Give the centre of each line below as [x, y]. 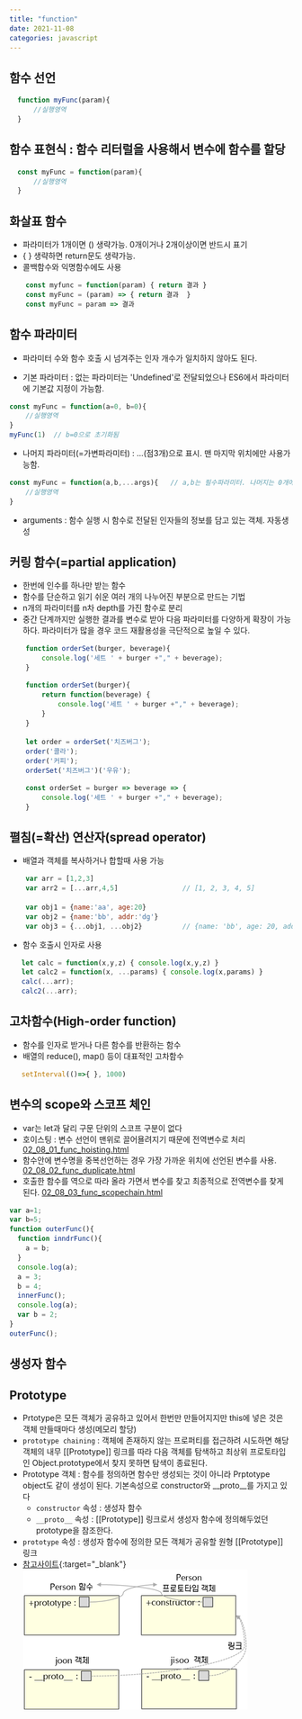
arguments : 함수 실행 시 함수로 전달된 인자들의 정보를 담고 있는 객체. [143, 520]
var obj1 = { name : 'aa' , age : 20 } [86, 907]
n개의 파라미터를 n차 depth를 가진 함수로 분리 [102, 608]
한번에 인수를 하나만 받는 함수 [74, 586]
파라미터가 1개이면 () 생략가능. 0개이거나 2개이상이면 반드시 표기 [135, 245]
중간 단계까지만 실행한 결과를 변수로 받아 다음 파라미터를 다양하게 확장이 [148, 619]
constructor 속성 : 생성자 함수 [89, 1507]
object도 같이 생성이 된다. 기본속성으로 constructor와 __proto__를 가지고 [150, 1485]
